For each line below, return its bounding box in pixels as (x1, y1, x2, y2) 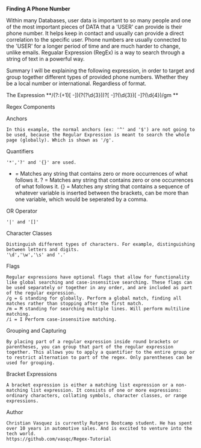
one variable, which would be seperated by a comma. (14, 196, 149, 203)
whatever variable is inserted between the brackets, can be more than (14, 190, 189, 196)
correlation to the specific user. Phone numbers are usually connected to (6, 36, 187, 43)
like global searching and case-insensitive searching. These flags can (6, 280, 193, 286)
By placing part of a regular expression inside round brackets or (6, 339, 179, 345)
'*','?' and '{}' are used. (6, 159, 77, 165)
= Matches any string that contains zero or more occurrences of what (14, 170, 188, 177)
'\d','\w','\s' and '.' (6, 252, 66, 258)
